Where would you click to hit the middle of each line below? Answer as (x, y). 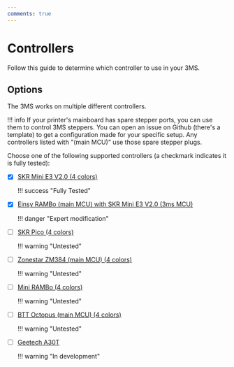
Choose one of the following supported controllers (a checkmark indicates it (117, 156)
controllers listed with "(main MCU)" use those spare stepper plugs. (105, 142)
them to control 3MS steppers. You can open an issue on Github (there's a (114, 127)
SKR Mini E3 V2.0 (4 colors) (57, 177)
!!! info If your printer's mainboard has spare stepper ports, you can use (110, 120)
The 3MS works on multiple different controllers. (77, 106)
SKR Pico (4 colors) (45, 232)
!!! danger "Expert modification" (63, 218)
